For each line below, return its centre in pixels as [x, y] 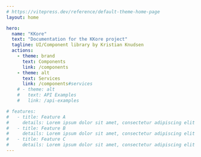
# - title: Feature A [36, 117]
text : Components [44, 61]
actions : [23, 51]
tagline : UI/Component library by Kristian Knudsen [78, 45]
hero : [13, 28]
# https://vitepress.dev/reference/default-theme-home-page [83, 12]
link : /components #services [57, 84]
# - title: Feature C [36, 139]
